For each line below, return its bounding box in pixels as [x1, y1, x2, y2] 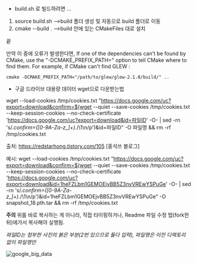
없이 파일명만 [6, 239, 36, 245]
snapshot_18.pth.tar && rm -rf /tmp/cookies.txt [6, 199, 118, 206]
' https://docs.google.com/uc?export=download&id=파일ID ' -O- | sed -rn [6, 116, 181, 124]
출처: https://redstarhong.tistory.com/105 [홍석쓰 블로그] [6, 143, 140, 149]
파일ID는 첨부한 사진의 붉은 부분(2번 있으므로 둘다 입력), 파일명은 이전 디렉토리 [6, 231, 186, 238]
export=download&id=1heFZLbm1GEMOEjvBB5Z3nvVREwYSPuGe [6, 181, 166, 187]
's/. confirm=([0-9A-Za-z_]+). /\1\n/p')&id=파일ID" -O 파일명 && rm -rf [6, 124, 171, 131]
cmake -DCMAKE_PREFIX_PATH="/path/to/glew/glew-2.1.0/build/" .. [6, 74, 169, 80]
